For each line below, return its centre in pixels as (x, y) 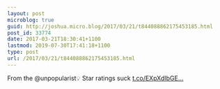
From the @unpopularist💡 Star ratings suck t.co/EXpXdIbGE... (95, 78)
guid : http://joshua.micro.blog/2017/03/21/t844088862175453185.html (110, 26)
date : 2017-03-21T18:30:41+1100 (54, 39)
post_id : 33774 (29, 33)
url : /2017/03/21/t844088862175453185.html (71, 59)
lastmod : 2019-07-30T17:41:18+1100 (59, 46)
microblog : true (31, 20)
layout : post (26, 13)
